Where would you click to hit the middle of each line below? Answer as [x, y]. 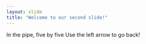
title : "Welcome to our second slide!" [57, 17]
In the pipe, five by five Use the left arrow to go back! [73, 34]
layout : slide [24, 12]
